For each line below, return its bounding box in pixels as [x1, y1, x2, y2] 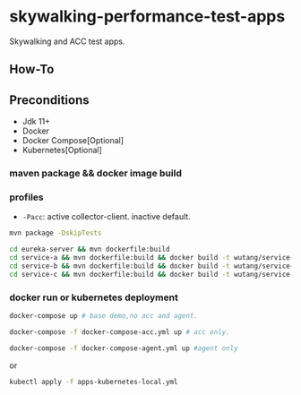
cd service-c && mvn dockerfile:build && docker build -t [9, 270, 230, 279]
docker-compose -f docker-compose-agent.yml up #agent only [9, 343, 239, 353]
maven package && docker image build [9, 167, 182, 180]
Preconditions [9, 92, 90, 107]
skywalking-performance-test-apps [9, 6, 286, 27]
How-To [9, 62, 55, 77]
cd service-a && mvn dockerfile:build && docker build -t [9, 253, 230, 262]
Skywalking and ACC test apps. [9, 36, 125, 47]
